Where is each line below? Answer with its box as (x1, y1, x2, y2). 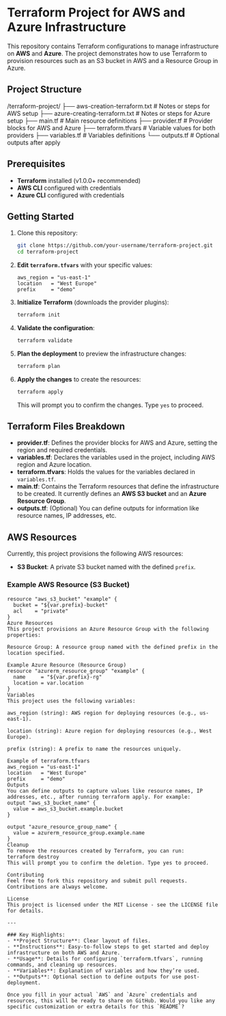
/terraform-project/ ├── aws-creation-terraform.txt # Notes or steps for (7, 101, 210, 110)
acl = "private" (13, 608, 69, 615)
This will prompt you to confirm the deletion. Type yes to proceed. (7, 859, 210, 866)
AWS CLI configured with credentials (16, 184, 122, 192)
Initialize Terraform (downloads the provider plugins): (16, 298, 169, 306)
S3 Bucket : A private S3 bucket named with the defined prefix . (16, 563, 196, 571)
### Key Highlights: (7, 931, 66, 938)
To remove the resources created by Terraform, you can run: (7, 847, 185, 854)
